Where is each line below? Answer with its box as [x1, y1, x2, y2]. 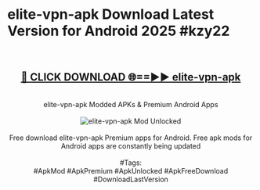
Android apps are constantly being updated [60, 141, 201, 150]
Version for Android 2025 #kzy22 [7, 22, 230, 40]
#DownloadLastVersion [92, 174, 169, 184]
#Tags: [119, 158, 143, 167]
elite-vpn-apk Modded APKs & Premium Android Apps [43, 99, 218, 109]
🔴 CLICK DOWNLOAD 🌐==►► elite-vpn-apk [20, 70, 241, 84]
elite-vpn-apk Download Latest [7, 5, 215, 23]
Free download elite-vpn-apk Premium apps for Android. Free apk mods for [9, 133, 253, 142]
